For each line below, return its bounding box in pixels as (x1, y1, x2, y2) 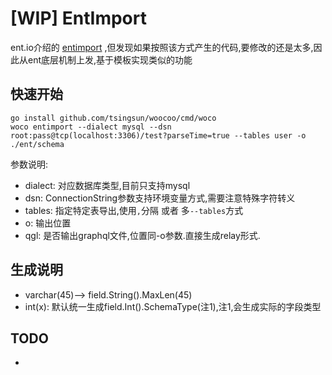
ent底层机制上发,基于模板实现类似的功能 (27, 53, 193, 66)
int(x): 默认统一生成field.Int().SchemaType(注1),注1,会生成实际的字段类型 (24, 300, 322, 312)
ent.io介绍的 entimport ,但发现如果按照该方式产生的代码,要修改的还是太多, (10, 41, 314, 53)
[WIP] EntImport (10, 7, 147, 30)
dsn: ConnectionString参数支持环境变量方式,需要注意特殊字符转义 (24, 192, 296, 204)
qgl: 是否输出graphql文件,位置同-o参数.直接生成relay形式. (24, 229, 261, 241)
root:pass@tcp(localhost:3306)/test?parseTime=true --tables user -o (10, 130, 307, 141)
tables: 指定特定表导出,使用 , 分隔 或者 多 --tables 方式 (24, 204, 244, 216)
